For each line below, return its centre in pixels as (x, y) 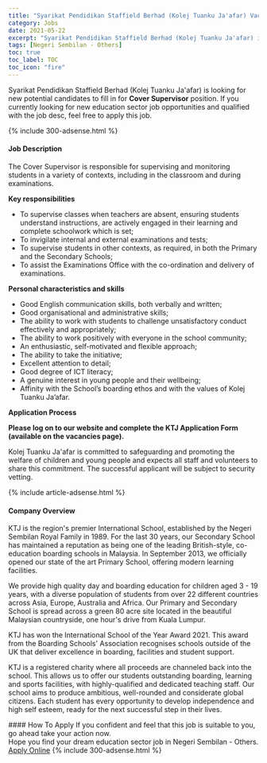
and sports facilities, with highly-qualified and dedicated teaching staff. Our (132, 684)
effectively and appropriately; (68, 329)
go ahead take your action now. (60, 734)
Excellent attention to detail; (65, 363)
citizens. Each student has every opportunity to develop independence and (131, 701)
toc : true (25, 52)
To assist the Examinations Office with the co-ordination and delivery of (137, 265)
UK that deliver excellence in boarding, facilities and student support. (121, 652)
